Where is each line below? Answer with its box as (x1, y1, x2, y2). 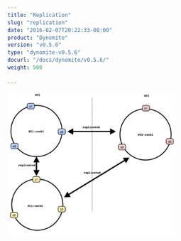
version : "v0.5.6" (7, 41, 62, 49)
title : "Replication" (7, 11, 72, 18)
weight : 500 (7, 64, 43, 71)
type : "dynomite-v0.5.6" (7, 49, 81, 56)
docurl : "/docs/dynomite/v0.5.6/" (7, 57, 110, 64)
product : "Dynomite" (7, 34, 69, 41)
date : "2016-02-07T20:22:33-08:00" (7, 26, 113, 33)
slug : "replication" (7, 18, 69, 26)
